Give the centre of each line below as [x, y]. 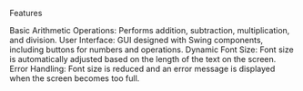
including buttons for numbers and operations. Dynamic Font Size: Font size [151, 50]
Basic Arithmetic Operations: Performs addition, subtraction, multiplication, [150, 30]
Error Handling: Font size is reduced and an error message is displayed [142, 68]
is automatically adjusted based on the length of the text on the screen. [143, 59]
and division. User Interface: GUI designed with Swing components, [136, 40]
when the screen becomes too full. [75, 78]
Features [26, 13]
